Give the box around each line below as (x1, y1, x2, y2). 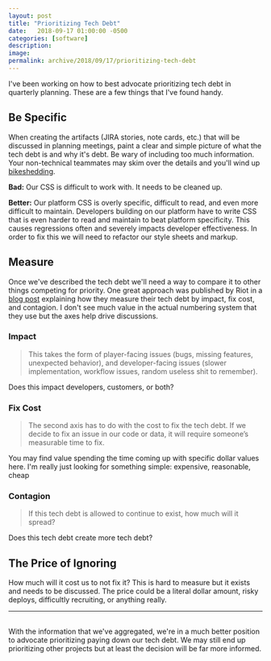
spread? (27, 518, 56, 527)
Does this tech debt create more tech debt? (8, 533, 153, 543)
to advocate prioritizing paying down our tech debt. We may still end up (8, 635, 246, 645)
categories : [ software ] (8, 34, 89, 43)
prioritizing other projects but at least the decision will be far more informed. (8, 644, 262, 654)
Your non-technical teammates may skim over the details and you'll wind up (8, 158, 261, 168)
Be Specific (8, 110, 67, 125)
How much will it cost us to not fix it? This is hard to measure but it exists (8, 578, 251, 588)
